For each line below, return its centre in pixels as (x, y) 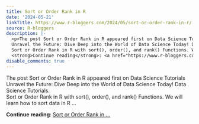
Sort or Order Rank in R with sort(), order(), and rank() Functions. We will (94, 97)
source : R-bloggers (30, 28)
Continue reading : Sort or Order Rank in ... (58, 114)
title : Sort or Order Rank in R (46, 12)
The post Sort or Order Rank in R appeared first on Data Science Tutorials (96, 78)
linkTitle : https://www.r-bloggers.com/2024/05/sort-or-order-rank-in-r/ (99, 22)
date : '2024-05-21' (30, 17)
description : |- (26, 34)
